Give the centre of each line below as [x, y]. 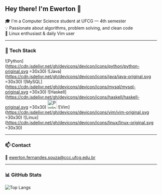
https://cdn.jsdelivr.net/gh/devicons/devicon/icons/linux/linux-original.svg [80, 123]
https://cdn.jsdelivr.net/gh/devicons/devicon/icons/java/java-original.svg [79, 77]
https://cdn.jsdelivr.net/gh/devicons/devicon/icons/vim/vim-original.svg [78, 113]
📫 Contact [18, 145]
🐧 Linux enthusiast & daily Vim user [40, 33]
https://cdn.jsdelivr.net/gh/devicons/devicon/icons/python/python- [73, 66]
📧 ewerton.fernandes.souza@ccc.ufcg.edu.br [50, 158]
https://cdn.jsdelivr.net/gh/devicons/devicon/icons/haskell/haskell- [73, 97]
